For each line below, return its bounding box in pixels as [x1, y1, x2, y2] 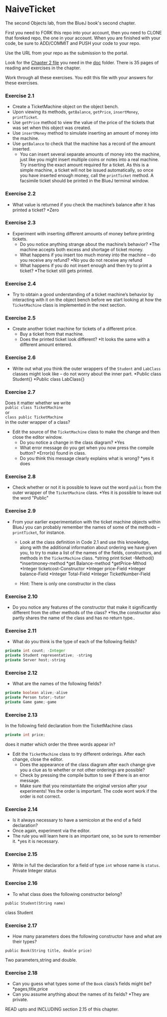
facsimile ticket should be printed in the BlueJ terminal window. [19, 178, 150, 184]
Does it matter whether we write [5, 400, 71, 406]
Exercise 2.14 [5, 806, 38, 813]
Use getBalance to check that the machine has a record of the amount [12, 141, 156, 147]
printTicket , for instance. [12, 529, 66, 535]
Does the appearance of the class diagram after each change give [19, 761, 156, 767]
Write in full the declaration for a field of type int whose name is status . [12, 862, 160, 868]
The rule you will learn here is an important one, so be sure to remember [12, 833, 161, 839]
